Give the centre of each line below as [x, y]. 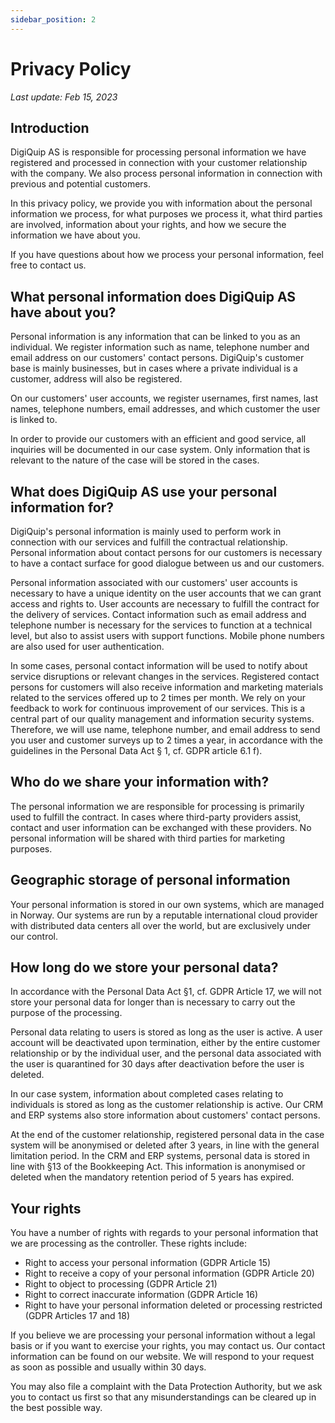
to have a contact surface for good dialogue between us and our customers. [167, 563]
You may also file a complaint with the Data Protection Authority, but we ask [166, 1387]
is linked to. [34, 420]
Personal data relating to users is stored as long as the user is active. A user [166, 1032]
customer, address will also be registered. [96, 379]
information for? [62, 507]
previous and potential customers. [81, 184]
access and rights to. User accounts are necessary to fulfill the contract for [165, 604]
